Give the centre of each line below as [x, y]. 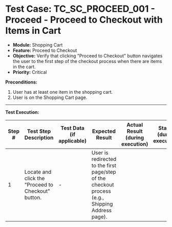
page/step [104, 172]
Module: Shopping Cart [38, 45]
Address [102, 210]
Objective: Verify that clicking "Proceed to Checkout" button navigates [88, 56]
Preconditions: [21, 82]
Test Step [39, 131]
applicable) [73, 140]
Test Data [72, 128]
